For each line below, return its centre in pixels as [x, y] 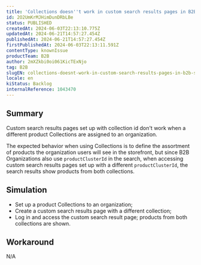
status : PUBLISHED [29, 23]
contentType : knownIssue [37, 51]
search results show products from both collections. [70, 171]
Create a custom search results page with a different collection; [93, 211]
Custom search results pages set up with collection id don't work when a [96, 128]
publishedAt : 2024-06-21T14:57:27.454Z [56, 39]
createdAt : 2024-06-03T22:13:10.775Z [53, 28]
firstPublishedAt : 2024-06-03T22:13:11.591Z [63, 45]
